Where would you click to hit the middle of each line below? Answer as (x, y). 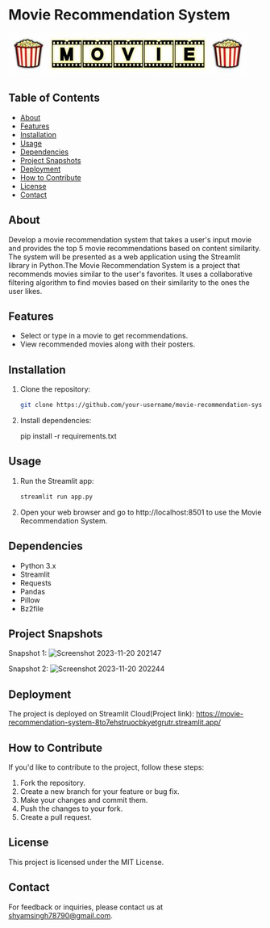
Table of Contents (54, 98)
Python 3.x (38, 565)
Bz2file (32, 608)
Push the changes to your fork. (71, 808)
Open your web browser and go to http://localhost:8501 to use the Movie (141, 512)
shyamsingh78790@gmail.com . (60, 915)
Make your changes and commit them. (84, 800)
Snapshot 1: (27, 653)
